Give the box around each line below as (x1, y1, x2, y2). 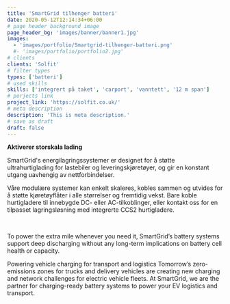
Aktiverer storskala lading (7, 143, 83, 151)
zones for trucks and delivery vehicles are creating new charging (36, 267, 220, 275)
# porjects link (7, 93, 53, 100)
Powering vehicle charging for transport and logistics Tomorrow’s (7, 260, 192, 268)
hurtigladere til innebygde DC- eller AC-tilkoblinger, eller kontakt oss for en (7, 199, 218, 207)
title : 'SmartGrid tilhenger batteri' (7, 10, 118, 17)
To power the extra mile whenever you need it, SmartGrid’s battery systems (7, 232, 220, 240)
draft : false (7, 124, 44, 131)
